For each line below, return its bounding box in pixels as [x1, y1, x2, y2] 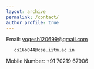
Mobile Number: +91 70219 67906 [6, 57, 89, 65]
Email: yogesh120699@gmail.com [6, 36, 88, 43]
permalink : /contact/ [6, 14, 59, 20]
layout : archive [6, 8, 46, 15]
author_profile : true [6, 19, 59, 25]
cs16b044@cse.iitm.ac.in [14, 47, 75, 53]
